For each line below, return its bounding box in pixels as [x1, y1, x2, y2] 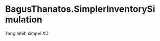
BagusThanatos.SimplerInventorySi [5, 3, 155, 15]
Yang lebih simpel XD [5, 30, 49, 36]
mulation [5, 14, 43, 25]
